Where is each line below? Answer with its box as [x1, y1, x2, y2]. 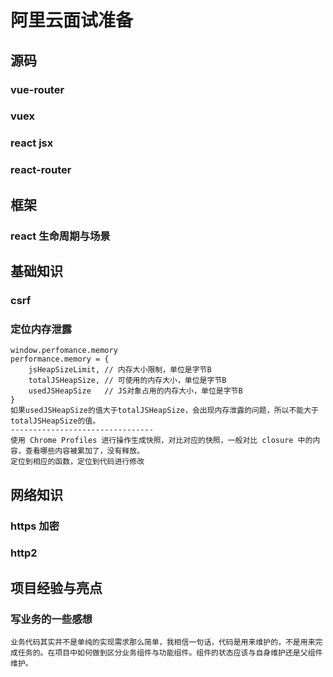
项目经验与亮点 [10, 579, 103, 596]
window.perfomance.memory [10, 346, 118, 356]
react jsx [10, 136, 54, 150]
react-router [10, 163, 72, 177]
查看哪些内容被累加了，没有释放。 [24, 446, 145, 456]
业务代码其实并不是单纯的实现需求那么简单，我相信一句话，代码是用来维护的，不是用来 [10, 637, 316, 648]
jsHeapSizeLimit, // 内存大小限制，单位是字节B [28, 365, 212, 375]
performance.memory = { [10, 354, 110, 365]
